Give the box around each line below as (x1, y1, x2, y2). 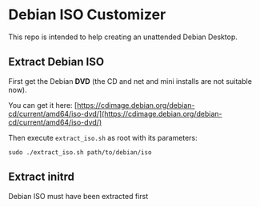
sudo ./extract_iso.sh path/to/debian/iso (8, 148, 152, 157)
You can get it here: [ (8, 100, 78, 109)
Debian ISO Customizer (8, 6, 166, 24)
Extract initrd (8, 170, 74, 184)
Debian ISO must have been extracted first (8, 191, 149, 201)
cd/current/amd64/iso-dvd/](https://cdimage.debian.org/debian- (8, 109, 222, 118)
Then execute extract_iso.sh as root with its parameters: (8, 133, 198, 142)
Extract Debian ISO (8, 55, 105, 69)
